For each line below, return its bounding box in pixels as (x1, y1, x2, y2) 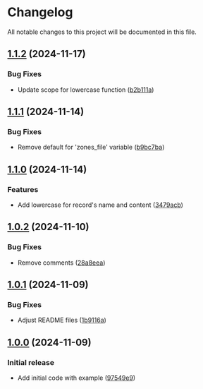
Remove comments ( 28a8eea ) (17, 258, 106, 267)
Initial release (7, 357, 55, 367)
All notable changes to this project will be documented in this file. (7, 28, 197, 36)
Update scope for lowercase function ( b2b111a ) (17, 85, 154, 94)
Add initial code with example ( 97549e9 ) (17, 373, 136, 382)
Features (7, 184, 39, 194)
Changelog (7, 4, 73, 20)
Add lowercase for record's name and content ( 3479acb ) (17, 201, 183, 209)
